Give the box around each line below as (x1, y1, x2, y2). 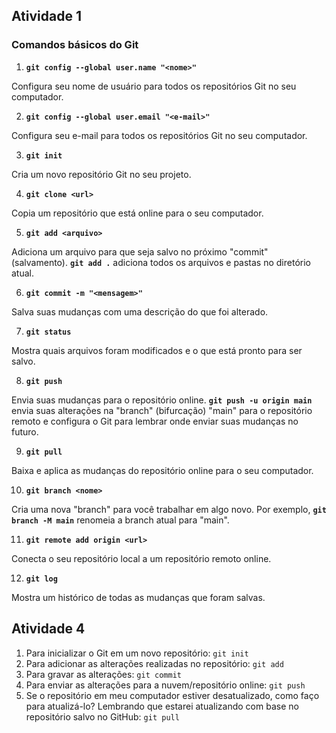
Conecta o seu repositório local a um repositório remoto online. (11, 552, 272, 564)
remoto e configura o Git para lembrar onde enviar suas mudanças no (11, 415, 299, 427)
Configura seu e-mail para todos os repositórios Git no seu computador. (11, 129, 308, 141)
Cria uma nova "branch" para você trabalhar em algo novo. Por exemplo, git (11, 503, 327, 515)
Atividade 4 (11, 620, 86, 638)
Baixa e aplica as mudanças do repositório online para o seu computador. (11, 464, 314, 476)
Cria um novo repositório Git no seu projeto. (11, 168, 192, 180)
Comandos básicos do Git (11, 38, 139, 52)
